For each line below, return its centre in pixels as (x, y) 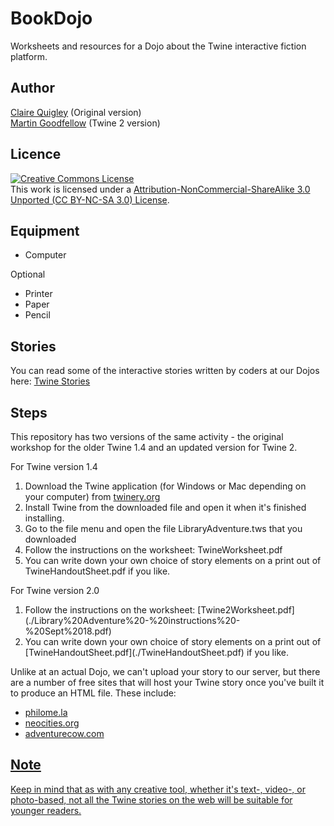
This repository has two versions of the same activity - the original (147, 436)
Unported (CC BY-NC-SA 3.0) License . (90, 199)
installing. (44, 518)
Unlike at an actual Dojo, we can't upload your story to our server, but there (165, 671)
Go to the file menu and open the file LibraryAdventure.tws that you (163, 528)
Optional (28, 274)
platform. (29, 56)
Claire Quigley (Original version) (76, 112)
